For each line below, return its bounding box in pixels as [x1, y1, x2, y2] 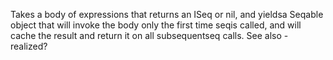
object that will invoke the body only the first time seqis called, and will [10, 19, 302, 31]
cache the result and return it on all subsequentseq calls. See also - [10, 30, 289, 41]
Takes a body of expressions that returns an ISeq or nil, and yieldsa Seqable [10, 9, 324, 20]
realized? [10, 40, 48, 52]
